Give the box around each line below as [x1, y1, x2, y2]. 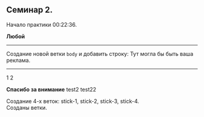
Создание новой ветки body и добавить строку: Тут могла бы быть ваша [6, 50, 194, 57]
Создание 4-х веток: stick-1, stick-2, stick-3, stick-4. [6, 97, 140, 105]
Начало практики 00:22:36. [6, 21, 77, 28]
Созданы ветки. [6, 104, 47, 111]
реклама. [6, 56, 30, 64]
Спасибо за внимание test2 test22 [6, 85, 97, 93]
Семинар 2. [6, 5, 53, 15]
